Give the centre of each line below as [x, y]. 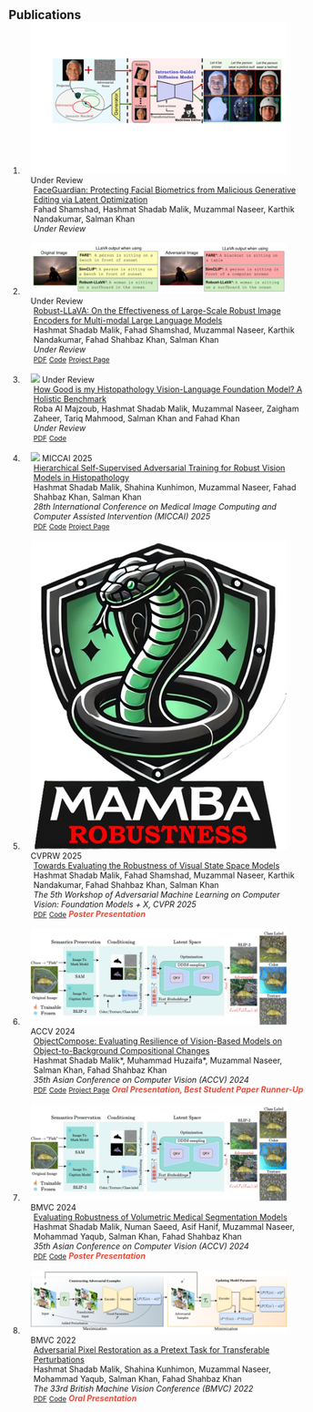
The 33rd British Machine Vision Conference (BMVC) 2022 [143, 1388]
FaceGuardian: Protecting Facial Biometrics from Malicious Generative [165, 190]
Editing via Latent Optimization [91, 200]
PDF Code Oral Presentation [85, 1398]
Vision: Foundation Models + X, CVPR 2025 [115, 904]
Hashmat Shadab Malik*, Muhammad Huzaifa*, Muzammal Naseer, [158, 1061]
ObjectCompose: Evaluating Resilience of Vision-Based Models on [158, 1041]
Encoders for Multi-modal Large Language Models [128, 320]
